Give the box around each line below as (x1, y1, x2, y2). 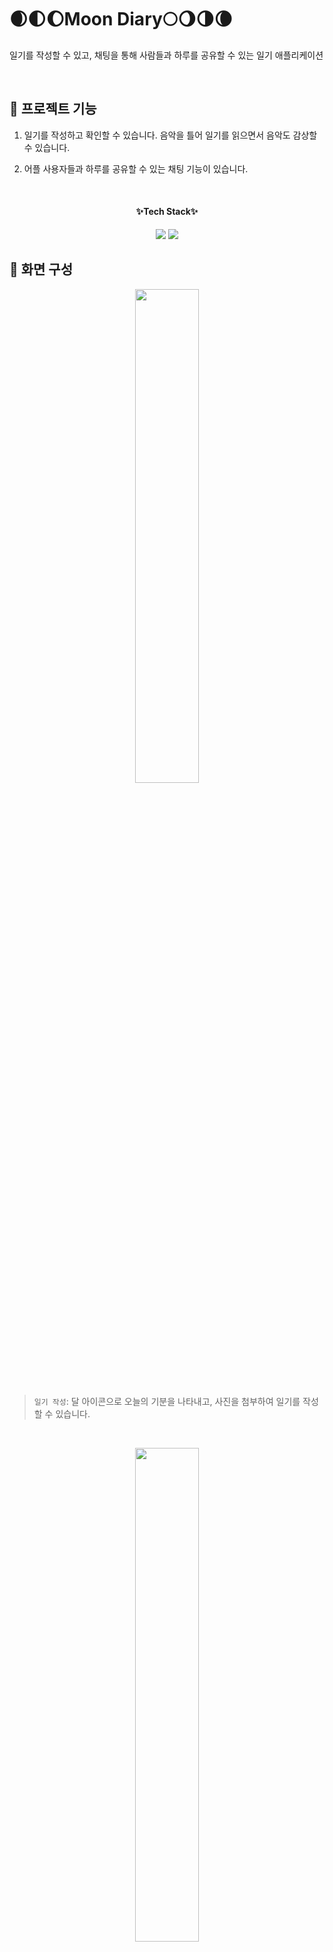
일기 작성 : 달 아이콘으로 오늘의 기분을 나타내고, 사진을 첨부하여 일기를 (33, 1395, 301, 1407)
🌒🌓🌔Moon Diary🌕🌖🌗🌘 (9, 8, 233, 31)
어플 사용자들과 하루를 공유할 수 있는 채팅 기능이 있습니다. (23, 162, 249, 175)
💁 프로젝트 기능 (9, 101, 97, 118)
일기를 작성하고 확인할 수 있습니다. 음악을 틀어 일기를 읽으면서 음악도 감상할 (23, 129, 318, 141)
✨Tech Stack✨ (135, 206, 199, 218)
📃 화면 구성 (9, 261, 74, 278)
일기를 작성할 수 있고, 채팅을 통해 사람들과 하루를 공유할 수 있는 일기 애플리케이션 (9, 49, 324, 61)
